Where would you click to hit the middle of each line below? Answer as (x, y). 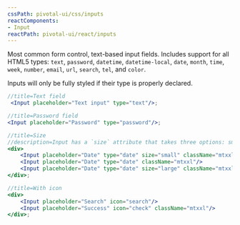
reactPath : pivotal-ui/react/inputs (62, 34)
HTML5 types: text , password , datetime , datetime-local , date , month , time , (116, 62)
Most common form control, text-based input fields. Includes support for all (119, 54)
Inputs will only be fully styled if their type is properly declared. (100, 84)
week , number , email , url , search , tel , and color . (77, 69)
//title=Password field (43, 116)
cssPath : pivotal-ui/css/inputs (55, 14)
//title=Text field (36, 96)
